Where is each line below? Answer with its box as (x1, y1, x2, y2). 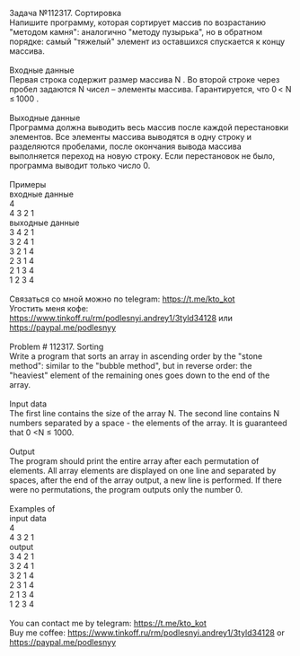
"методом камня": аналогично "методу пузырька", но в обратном (9, 27, 263, 37)
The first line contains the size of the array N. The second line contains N (9, 408, 280, 418)
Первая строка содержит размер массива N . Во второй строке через (9, 74, 280, 84)
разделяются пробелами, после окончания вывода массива (9, 141, 243, 152)
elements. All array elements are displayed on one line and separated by (9, 466, 277, 476)
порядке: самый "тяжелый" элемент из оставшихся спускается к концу (9, 36, 286, 47)
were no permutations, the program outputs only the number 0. (9, 485, 243, 494)
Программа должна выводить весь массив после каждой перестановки (9, 122, 289, 133)
